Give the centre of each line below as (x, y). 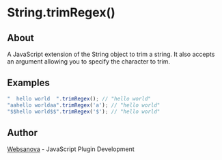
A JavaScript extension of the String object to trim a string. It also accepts (111, 54)
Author (22, 132)
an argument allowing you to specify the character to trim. (89, 62)
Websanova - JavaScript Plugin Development (71, 149)
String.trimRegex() (61, 13)
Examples (28, 83)
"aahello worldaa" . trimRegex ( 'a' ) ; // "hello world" (84, 105)
